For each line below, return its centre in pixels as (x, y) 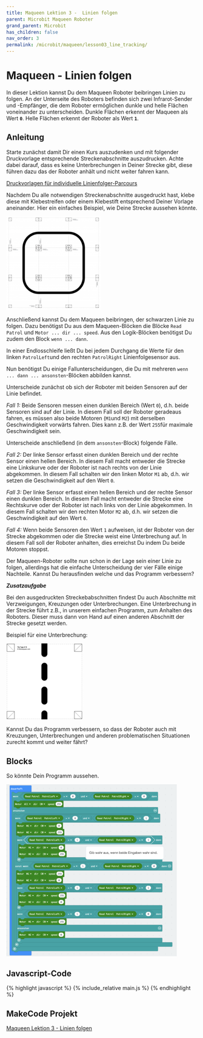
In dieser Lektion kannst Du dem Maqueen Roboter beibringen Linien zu (96, 92)
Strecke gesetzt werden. (37, 623)
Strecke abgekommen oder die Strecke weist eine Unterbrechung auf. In (96, 536)
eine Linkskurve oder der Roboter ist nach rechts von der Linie (84, 468)
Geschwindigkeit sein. (34, 431)
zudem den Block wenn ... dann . (47, 339)
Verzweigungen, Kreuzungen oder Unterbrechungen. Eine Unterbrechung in (101, 604)
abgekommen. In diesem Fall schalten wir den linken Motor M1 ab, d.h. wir (98, 474)
